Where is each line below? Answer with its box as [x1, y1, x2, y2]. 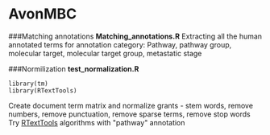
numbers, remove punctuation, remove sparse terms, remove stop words [8, 109, 251, 119]
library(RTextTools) [8, 86, 78, 95]
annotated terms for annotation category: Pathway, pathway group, [8, 39, 232, 49]
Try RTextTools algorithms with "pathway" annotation [8, 117, 185, 127]
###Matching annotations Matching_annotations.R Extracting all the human [8, 31, 263, 41]
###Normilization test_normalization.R [8, 63, 139, 73]
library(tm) [8, 80, 48, 88]
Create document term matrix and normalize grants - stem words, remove [8, 100, 254, 110]
